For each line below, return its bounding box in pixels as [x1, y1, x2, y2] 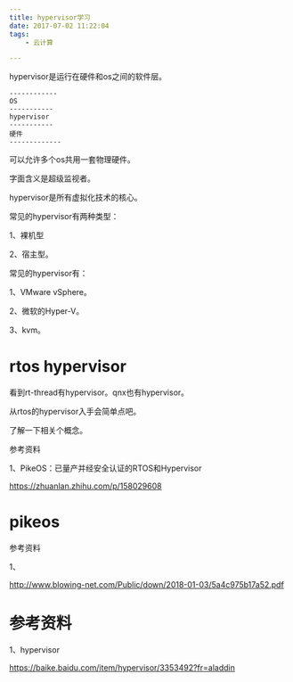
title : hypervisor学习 [9, 12, 91, 22]
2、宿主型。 [9, 249, 53, 259]
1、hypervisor [9, 645, 61, 655]
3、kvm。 [9, 325, 46, 335]
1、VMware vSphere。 [9, 287, 92, 298]
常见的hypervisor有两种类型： [9, 211, 119, 222]
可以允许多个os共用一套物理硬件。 [9, 154, 135, 165]
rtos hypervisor [9, 357, 127, 377]
